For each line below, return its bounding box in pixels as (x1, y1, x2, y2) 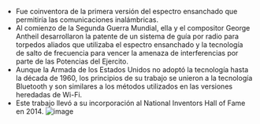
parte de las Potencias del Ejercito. (15, 57, 128, 66)
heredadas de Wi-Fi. (15, 90, 83, 99)
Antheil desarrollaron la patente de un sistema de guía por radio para (15, 31, 239, 41)
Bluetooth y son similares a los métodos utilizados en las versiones (15, 82, 233, 91)
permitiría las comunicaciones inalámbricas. (15, 15, 159, 24)
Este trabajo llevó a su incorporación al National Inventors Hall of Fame (15, 98, 246, 108)
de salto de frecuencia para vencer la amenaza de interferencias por (15, 49, 239, 57)
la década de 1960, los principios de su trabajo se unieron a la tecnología (15, 74, 253, 82)
